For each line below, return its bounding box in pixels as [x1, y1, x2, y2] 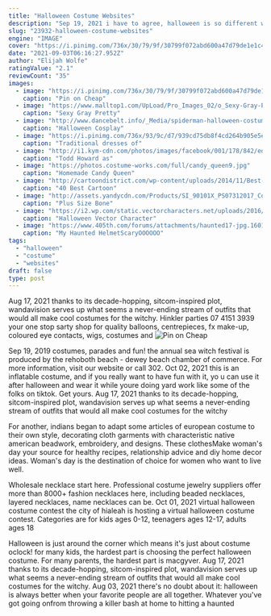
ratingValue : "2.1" [8, 65, 74, 73]
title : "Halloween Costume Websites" [8, 11, 135, 20]
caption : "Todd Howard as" [23, 154, 114, 162]
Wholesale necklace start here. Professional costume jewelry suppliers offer [8, 481, 262, 490]
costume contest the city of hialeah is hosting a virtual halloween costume [8, 506, 256, 516]
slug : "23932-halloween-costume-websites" [8, 27, 153, 35]
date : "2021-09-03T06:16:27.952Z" [8, 49, 125, 57]
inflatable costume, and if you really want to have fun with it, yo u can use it [8, 372, 260, 381]
